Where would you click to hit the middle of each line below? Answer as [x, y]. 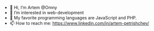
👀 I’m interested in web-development [47, 13]
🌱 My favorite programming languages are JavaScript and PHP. [73, 18]
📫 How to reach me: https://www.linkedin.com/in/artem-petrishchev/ [79, 23]
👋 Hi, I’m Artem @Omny [33, 8]
